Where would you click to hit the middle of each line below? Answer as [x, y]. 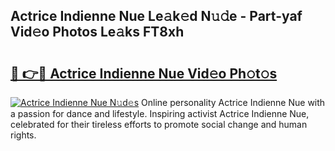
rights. [23, 135]
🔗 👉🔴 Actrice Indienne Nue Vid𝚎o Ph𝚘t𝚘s [144, 73]
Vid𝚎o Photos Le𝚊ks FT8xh [97, 32]
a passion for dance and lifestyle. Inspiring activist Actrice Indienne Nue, [160, 113]
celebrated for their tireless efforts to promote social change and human [159, 124]
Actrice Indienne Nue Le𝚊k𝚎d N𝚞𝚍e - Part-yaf [156, 16]
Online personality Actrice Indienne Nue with [233, 102]
